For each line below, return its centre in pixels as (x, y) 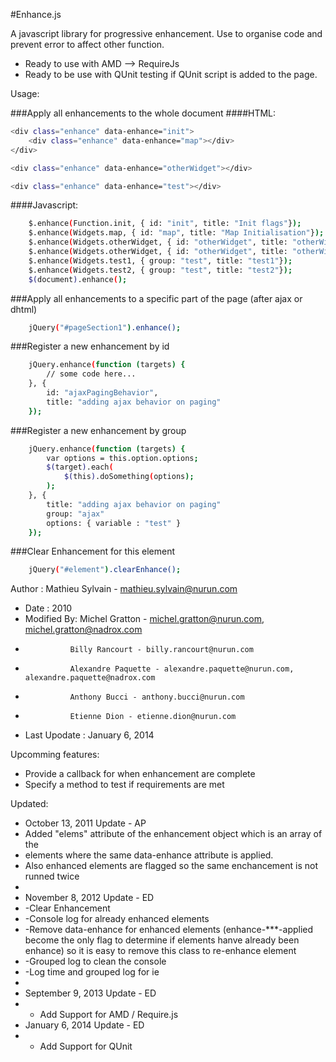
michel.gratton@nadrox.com (83, 630)
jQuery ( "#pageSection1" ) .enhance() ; (105, 327)
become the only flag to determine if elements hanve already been (162, 940)
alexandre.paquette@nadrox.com (90, 678)
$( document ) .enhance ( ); (78, 279)
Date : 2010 (48, 608)
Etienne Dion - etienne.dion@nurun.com (153, 717)
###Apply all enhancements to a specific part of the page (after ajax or (156, 298)
